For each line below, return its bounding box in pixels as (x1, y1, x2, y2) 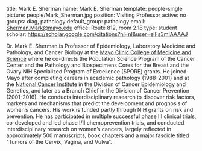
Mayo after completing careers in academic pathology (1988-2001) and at (6, 75, 189, 81)
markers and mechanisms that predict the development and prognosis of (6, 100, 188, 107)
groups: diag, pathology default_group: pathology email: (6, 18, 146, 25)
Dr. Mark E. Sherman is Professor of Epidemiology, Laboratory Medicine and (6, 42, 196, 49)
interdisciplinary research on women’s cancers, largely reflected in (6, 126, 172, 132)
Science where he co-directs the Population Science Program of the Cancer (6, 55, 195, 62)
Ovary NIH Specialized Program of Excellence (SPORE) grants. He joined (6, 68, 187, 75)
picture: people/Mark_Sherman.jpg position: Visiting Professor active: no (6, 11, 187, 19)
